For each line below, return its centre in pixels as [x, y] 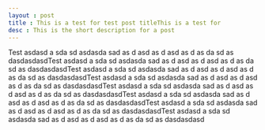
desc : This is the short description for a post [92, 30]
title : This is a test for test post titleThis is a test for [115, 23]
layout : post [32, 15]
